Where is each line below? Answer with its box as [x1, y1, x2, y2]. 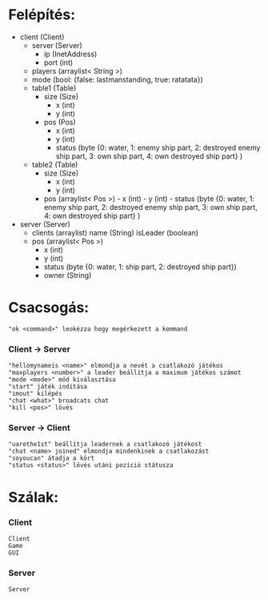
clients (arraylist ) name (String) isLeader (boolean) [31, 228, 198, 237]
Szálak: [8, 488, 59, 506]
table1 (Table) [31, 83, 77, 93]
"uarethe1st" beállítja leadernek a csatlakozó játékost [8, 441, 202, 449]
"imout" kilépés [8, 390, 62, 398]
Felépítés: [8, 6, 76, 24]
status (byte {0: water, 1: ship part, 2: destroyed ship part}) [43, 262, 238, 272]
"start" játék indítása [8, 383, 88, 391]
